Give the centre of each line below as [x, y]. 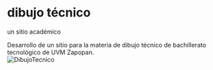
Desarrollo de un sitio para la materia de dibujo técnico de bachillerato [107, 45]
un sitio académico [34, 32]
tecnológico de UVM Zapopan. [51, 52]
